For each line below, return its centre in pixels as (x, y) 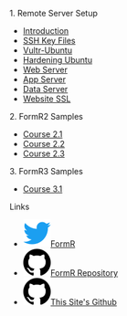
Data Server (45, 89)
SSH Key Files (49, 41)
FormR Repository (84, 273)
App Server (44, 79)
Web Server (45, 69)
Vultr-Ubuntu (48, 50)
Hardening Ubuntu (58, 60)
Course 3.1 (42, 189)
